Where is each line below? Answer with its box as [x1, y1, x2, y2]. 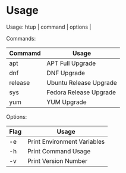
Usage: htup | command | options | [6, 23, 92, 30]
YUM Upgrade [46, 98, 87, 106]
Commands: [6, 35, 36, 42]
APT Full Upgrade [46, 59, 96, 67]
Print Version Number [27, 156, 88, 165]
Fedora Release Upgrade [46, 88, 116, 96]
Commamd [9, 49, 41, 57]
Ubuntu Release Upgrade [46, 78, 117, 86]
